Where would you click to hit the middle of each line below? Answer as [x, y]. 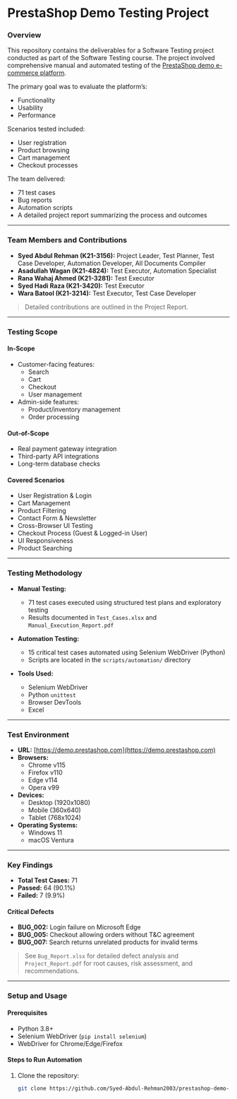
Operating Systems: [48, 825]
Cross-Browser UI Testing [55, 526]
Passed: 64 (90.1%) [46, 888]
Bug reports [35, 200]
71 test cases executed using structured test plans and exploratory [124, 602]
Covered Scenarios [36, 480]
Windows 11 [45, 833]
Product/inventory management [74, 409]
